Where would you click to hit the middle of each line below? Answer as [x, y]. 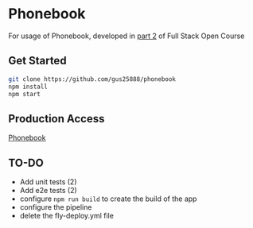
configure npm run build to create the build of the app [108, 199]
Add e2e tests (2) [48, 190]
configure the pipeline [56, 207]
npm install [28, 87]
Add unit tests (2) [48, 182]
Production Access [56, 119]
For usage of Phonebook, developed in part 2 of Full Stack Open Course [127, 36]
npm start [25, 94]
